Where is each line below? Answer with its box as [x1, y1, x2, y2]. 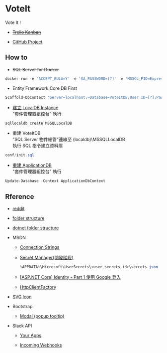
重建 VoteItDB [12, 130, 41, 136]
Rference [5, 192, 34, 201]
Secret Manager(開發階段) [19, 254, 74, 260]
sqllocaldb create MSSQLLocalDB [5, 121, 72, 126]
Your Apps [19, 332, 42, 338]
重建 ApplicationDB [12, 163, 52, 169]
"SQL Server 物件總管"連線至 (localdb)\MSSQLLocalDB [12, 137, 125, 143]
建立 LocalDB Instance [12, 104, 59, 110]
